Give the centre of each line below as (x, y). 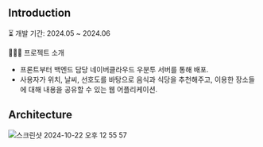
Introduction (40, 13)
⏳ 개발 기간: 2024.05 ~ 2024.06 (60, 33)
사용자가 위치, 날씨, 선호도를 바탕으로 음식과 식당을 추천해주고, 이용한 (127, 79)
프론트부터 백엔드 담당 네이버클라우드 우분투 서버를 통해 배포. (114, 69)
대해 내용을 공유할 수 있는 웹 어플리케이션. (93, 89)
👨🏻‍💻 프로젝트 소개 (37, 52)
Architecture (41, 115)
